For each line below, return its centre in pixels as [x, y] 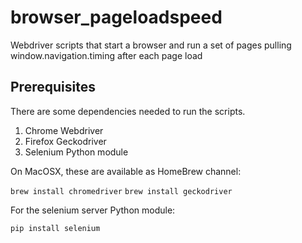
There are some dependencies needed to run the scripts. [128, 111]
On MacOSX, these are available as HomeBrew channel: [126, 171]
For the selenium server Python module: [93, 210]
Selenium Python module [76, 152]
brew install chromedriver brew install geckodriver [121, 191]
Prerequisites [53, 87]
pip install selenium [55, 228]
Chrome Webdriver [64, 130]
